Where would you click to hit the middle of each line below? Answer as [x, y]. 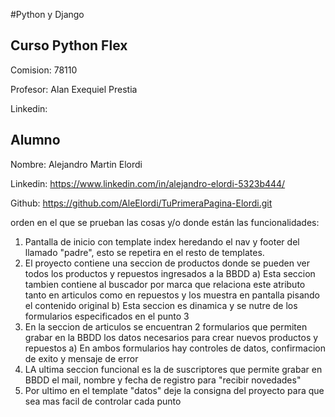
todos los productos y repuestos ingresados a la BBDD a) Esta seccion [170, 273]
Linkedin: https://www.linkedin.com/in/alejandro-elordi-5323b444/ [148, 183]
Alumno [35, 140]
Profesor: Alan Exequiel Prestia [74, 89]
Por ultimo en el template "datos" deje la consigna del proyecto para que [174, 390]
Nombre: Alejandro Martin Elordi [76, 164]
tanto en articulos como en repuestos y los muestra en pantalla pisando [172, 295]
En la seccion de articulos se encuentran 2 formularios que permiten [166, 326]
